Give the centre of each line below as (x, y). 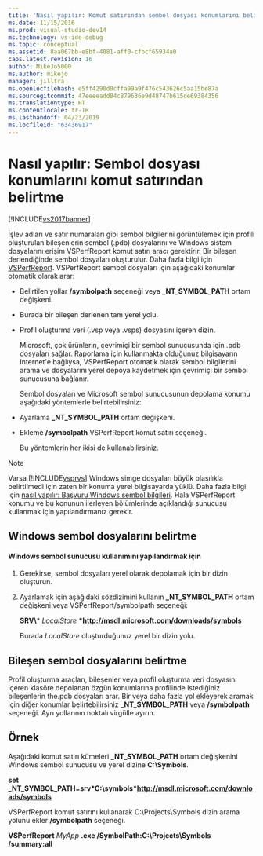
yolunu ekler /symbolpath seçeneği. (67, 820)
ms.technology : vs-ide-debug (56, 37)
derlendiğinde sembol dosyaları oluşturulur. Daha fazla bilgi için (110, 259)
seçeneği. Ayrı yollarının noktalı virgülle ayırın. (82, 713)
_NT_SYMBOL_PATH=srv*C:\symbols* (72, 788)
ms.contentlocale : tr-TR (49, 111)
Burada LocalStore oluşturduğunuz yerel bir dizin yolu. (107, 636)
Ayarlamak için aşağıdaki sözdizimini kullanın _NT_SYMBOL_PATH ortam (137, 597)
